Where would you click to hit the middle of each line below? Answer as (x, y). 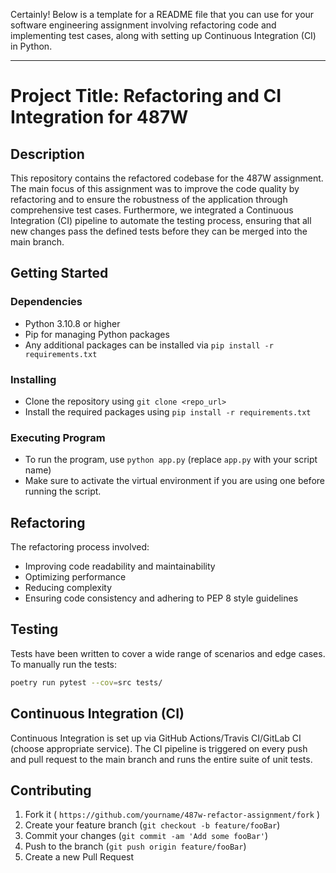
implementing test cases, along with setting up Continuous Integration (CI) (163, 35)
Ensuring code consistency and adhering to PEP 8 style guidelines (161, 598)
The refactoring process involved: (80, 547)
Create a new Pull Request (79, 857)
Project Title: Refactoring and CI (146, 96)
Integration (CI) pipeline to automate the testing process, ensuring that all (161, 220)
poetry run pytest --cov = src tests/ (86, 682)
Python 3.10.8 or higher (72, 323)
